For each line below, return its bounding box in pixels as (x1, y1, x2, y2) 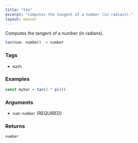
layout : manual (5, 16, 37, 21)
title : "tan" (5, 7, 33, 12)
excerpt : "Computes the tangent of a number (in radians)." (5, 12, 134, 17)
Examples (5, 75, 30, 82)
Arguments (5, 98, 34, 105)
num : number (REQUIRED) (12, 110, 62, 116)
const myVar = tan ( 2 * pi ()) (5, 87, 66, 92)
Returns (5, 122, 25, 129)
